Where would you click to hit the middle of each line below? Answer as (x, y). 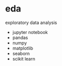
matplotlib (23, 48)
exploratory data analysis (31, 22)
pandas (20, 37)
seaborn (21, 53)
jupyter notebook (30, 32)
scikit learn (24, 58)
